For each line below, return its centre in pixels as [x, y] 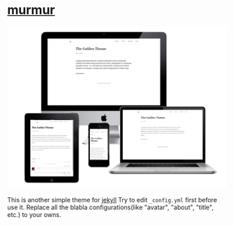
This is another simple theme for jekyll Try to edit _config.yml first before [112, 200]
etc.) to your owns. [34, 215]
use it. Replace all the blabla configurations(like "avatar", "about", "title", [111, 207]
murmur [31, 10]
